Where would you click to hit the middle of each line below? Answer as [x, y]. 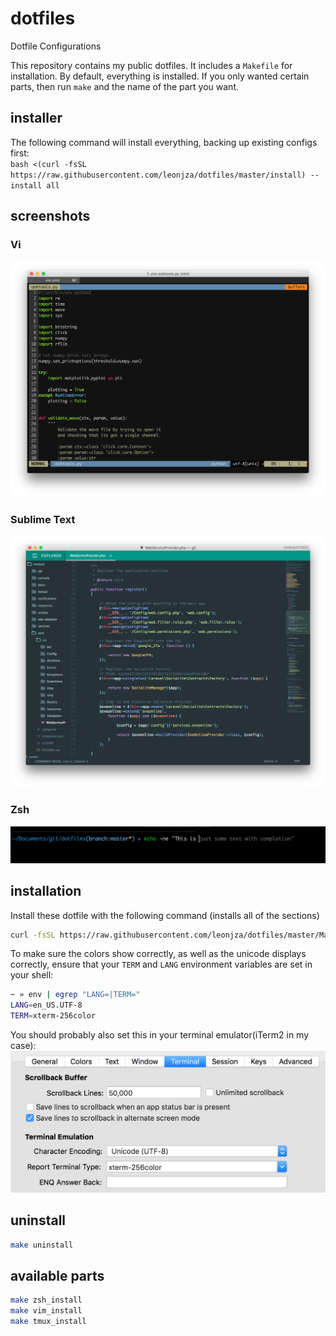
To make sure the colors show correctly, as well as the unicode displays [158, 954]
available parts [57, 1276]
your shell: [32, 975]
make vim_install [46, 1311]
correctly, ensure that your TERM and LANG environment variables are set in [161, 964]
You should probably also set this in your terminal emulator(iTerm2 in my [160, 1035]
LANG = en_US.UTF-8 [46, 1005]
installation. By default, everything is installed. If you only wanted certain [160, 76]
